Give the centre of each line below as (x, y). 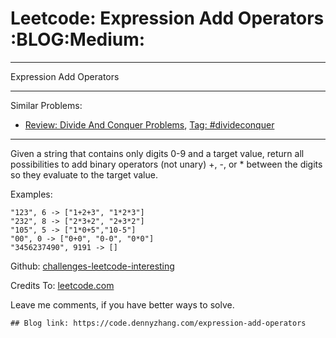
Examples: (31, 194)
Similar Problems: (46, 105)
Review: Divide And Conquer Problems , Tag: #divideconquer (149, 124)
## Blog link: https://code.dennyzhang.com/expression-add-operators (158, 323)
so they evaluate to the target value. (84, 174)
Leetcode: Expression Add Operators (167, 18)
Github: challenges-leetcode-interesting (92, 266)
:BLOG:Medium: (78, 39)
